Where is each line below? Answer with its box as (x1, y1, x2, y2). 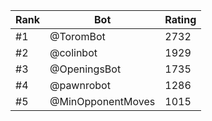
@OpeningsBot (49, 62, 122, 76)
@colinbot (49, 46, 98, 59)
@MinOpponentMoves (49, 95, 156, 108)
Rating (164, 13, 197, 26)
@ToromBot (49, 30, 106, 43)
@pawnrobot (49, 79, 111, 92)
